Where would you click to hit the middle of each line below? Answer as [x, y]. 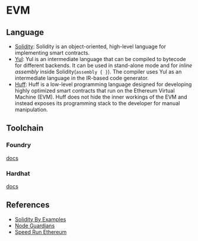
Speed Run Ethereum [41, 232]
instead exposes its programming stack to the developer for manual [97, 103]
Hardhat [18, 173]
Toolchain [25, 128]
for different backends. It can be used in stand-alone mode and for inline [103, 65]
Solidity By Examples [40, 219]
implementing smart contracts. [52, 53]
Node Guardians [35, 226]
